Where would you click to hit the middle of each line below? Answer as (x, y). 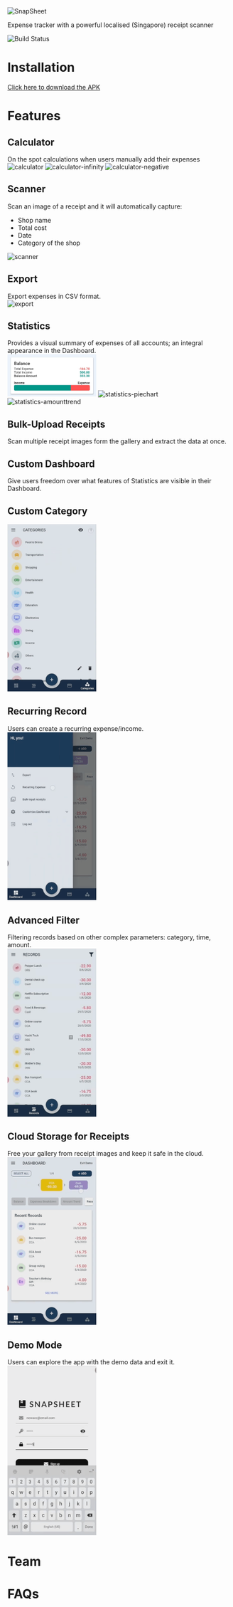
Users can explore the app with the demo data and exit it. (91, 1362)
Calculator (31, 142)
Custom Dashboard (51, 464)
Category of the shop (49, 243)
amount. (20, 945)
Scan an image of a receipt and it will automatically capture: (95, 206)
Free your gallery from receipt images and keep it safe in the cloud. (105, 1154)
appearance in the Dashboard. (52, 351)
